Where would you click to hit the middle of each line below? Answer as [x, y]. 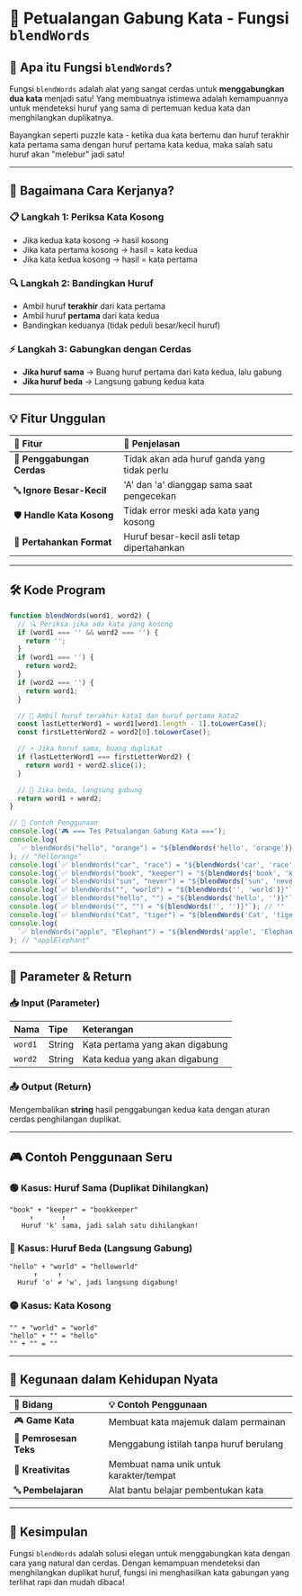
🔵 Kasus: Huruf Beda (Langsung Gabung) [101, 1248]
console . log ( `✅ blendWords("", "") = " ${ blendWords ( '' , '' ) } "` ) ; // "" [147, 907]
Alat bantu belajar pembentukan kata [186, 1491]
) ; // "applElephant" [50, 940]
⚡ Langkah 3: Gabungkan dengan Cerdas [100, 348]
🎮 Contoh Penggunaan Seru [91, 1157]
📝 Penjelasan [152, 444]
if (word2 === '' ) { [56, 682]
